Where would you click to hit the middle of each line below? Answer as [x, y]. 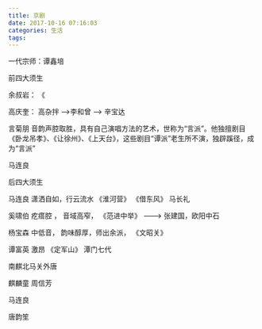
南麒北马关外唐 [33, 266]
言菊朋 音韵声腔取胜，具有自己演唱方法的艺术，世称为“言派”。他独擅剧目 [127, 128]
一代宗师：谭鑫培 [36, 61]
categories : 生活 [36, 30]
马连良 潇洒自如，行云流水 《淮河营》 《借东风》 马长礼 [99, 199]
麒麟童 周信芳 [30, 283]
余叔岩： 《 [27, 95]
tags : [17, 38]
